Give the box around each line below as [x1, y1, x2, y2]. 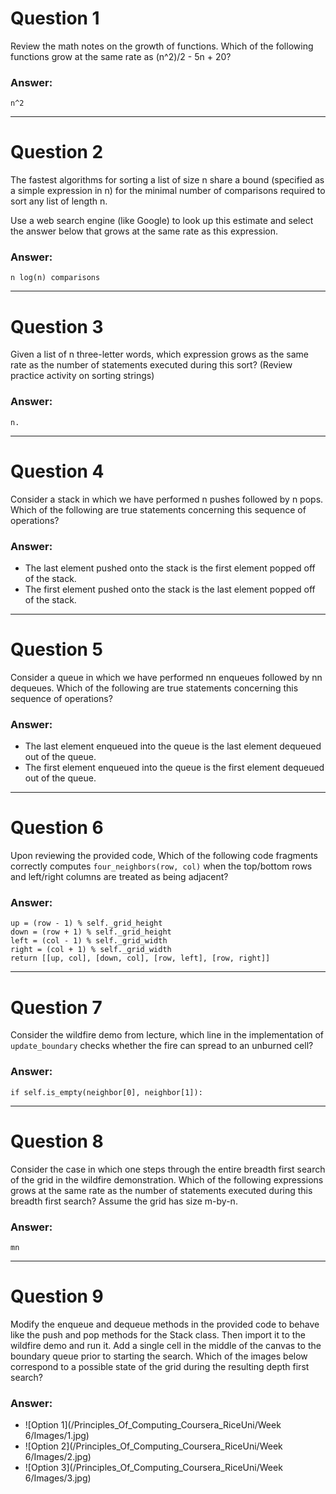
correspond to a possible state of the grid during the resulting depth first [10, 1360, 310, 1372]
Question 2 [10, 141, 104, 164]
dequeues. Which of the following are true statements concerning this [10, 682, 299, 694]
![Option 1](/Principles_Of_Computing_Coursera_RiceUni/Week [24, 1419, 282, 1431]
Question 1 [10, 7, 100, 30]
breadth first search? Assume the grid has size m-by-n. [10, 1195, 238, 1207]
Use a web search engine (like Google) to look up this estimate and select [10, 215, 314, 227]
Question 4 [10, 460, 105, 482]
